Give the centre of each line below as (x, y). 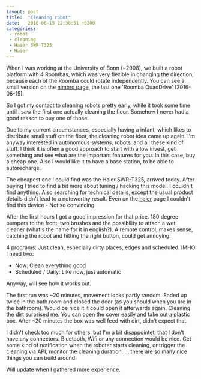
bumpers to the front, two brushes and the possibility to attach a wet (91, 223)
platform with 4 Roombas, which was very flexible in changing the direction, (100, 74)
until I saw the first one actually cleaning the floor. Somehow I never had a (97, 111)
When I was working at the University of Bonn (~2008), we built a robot (94, 68)
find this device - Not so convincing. (51, 205)
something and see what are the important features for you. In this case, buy (101, 155)
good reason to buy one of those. (47, 118)
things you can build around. (41, 357)
